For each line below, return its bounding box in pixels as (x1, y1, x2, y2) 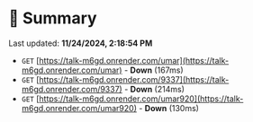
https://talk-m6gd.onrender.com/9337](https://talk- (39, 74, 230, 84)
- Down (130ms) (138, 102, 200, 113)
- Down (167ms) (123, 65, 184, 75)
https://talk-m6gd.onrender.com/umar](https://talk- (39, 55, 230, 65)
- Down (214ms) (123, 83, 185, 94)
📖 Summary (8, 8, 97, 29)
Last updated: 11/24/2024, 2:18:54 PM (8, 38, 153, 48)
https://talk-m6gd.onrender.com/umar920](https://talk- (39, 93, 244, 104)
